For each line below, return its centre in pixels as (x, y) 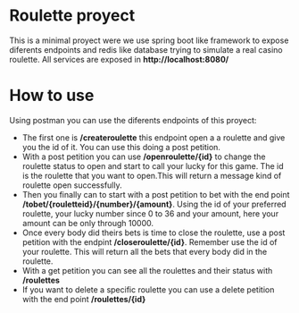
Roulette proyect (72, 16)
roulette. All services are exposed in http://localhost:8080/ (119, 59)
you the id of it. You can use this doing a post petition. (121, 147)
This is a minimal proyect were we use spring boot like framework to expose (149, 40)
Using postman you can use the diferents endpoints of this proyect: (133, 120)
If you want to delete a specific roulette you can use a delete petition (148, 289)
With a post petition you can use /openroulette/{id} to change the (144, 156)
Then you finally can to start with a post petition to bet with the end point (156, 194)
